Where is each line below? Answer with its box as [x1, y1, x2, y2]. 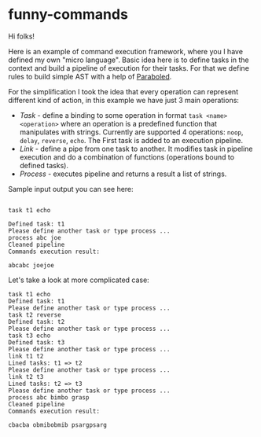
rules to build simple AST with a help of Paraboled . [8, 72, 172, 81]
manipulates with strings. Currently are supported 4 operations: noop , [19, 127, 244, 137]
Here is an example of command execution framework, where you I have [8, 46, 244, 56]
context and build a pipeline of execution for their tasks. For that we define [8, 63, 250, 72]
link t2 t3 [8, 373, 44, 380]
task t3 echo [8, 332, 51, 340]
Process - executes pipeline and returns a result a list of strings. [19, 169, 227, 178]
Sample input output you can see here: [8, 184, 134, 193]
